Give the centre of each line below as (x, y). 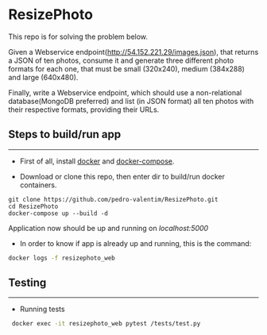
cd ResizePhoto (33, 206)
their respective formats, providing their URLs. (84, 110)
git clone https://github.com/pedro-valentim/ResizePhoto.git (113, 199)
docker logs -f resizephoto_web (62, 258)
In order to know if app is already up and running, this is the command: (135, 243)
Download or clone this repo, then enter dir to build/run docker (122, 176)
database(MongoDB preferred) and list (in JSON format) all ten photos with (131, 101)
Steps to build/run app (65, 135)
